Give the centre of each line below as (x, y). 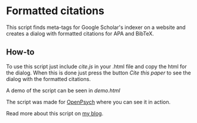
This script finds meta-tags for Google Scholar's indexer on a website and (96, 27)
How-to (20, 52)
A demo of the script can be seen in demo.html (63, 90)
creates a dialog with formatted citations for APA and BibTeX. (80, 33)
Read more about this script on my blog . (55, 113)
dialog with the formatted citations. (49, 79)
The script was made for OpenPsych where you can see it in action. (88, 102)
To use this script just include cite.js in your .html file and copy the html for (96, 66)
